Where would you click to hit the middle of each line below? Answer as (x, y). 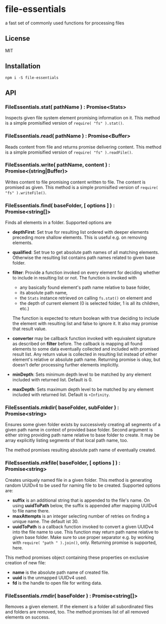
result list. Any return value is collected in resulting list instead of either (85, 355)
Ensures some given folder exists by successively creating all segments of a (83, 425)
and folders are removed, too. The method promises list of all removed (77, 612)
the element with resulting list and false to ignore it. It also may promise (85, 324)
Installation (23, 66)
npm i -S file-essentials (32, 78)
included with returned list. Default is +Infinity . (61, 395)
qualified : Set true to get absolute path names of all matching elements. (86, 253)
